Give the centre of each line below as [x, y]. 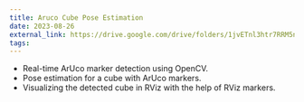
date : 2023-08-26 [42, 26]
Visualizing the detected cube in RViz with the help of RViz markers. [149, 88]
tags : [19, 43]
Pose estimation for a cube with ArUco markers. [112, 79]
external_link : [38, 34]
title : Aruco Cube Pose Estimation [76, 18]
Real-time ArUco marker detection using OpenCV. [115, 69]
